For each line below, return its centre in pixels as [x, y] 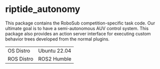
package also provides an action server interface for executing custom [78, 33]
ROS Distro [20, 58]
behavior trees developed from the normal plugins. [57, 39]
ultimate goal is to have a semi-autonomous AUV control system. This [77, 28]
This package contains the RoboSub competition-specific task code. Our [80, 23]
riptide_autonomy [43, 9]
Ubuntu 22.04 [55, 50]
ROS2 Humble [55, 58]
